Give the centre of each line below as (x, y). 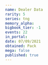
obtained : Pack (21, 46)
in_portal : (16, 37)
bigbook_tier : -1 (23, 28)
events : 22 (16, 32)
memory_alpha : (20, 23)
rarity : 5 (15, 14)
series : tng (17, 19)
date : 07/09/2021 (23, 42)
